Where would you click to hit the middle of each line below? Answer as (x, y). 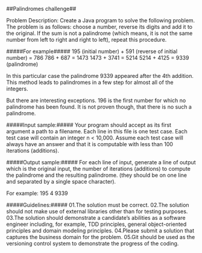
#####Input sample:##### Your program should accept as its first (89, 125)
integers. (17, 89)
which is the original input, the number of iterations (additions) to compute (99, 169)
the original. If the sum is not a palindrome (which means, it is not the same (99, 33)
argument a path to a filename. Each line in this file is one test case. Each (97, 131)
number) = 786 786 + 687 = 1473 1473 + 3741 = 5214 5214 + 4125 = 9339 (98, 58)
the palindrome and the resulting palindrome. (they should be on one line (96, 175)
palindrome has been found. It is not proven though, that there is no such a (99, 107)
